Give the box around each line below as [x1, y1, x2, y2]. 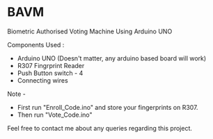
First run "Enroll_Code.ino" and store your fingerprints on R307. [17, 103, 198, 111]
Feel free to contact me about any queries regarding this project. [7, 124, 193, 132]
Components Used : [7, 40, 65, 49]
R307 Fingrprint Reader [17, 61, 85, 69]
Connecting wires [17, 76, 68, 84]
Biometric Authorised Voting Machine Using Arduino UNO [7, 27, 173, 35]
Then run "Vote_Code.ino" [17, 111, 93, 119]
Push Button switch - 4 [17, 69, 84, 77]
